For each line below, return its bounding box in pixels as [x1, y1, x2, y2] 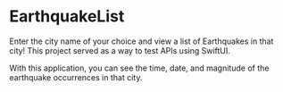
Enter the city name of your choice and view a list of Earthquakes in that [9, 36, 274, 46]
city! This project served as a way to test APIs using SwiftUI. [9, 45, 230, 55]
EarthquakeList [9, 6, 125, 27]
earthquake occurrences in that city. [9, 71, 143, 82]
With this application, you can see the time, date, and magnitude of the [9, 63, 270, 73]
